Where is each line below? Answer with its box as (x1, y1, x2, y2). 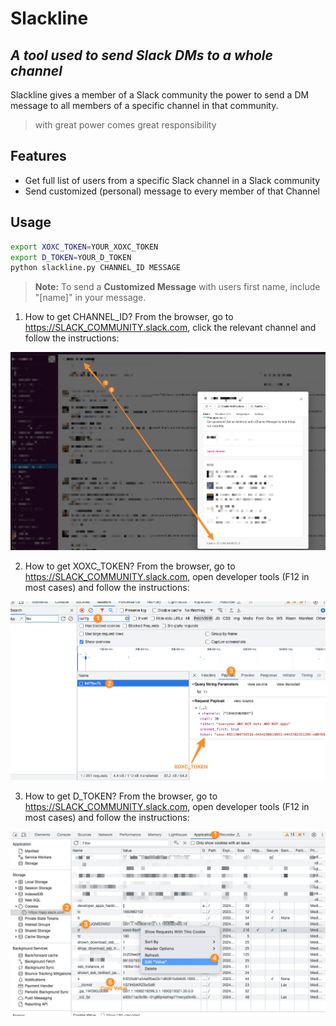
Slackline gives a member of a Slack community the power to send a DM (10, 89, 310, 101)
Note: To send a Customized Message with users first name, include (34, 281, 321, 293)
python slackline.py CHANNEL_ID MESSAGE (10, 263, 182, 273)
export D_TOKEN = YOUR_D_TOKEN (10, 252, 132, 262)
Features (10, 148, 67, 165)
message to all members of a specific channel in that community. (10, 100, 279, 111)
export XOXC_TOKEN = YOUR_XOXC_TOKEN (10, 242, 159, 252)
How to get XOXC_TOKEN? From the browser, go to (24, 560, 236, 572)
